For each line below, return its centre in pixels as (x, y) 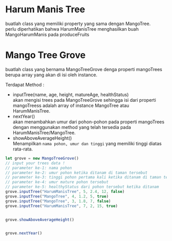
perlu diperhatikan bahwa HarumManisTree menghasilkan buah (72, 29)
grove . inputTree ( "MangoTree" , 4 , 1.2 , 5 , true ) (57, 196)
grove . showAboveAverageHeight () (40, 220)
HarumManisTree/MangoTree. (44, 133)
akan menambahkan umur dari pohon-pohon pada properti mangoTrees (89, 122)
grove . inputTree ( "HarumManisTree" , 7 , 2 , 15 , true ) (61, 206)
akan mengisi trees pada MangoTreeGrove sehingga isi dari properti (84, 100)
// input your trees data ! (35, 163)
